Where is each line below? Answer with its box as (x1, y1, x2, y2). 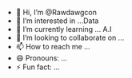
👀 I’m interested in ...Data (15, 16, 99, 25)
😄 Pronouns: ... (15, 53, 68, 63)
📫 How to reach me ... (15, 42, 90, 51)
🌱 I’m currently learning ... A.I (15, 25, 112, 33)
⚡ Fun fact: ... (15, 62, 60, 72)
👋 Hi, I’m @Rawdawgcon (15, 8, 98, 17)
